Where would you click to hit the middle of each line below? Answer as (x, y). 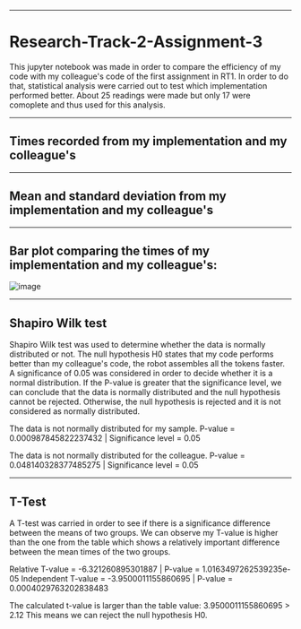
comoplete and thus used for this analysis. (87, 105)
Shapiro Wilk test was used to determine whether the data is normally (138, 345)
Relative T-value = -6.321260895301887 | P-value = (105, 569)
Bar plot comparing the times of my (110, 250)
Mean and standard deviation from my (118, 197)
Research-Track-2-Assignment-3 (136, 42)
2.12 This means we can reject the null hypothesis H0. (108, 615)
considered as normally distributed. (75, 411)
